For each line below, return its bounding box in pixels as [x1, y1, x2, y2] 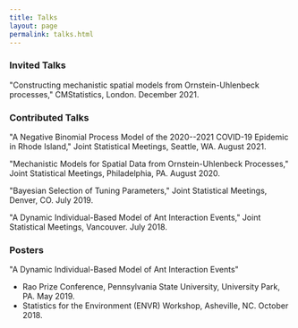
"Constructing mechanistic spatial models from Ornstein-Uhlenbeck [9, 80, 260, 90]
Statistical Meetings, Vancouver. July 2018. [9, 221, 168, 232]
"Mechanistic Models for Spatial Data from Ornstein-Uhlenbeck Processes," [9, 158, 289, 169]
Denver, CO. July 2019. [9, 194, 94, 206]
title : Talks [9, 13, 58, 22]
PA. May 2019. [21, 291, 75, 302]
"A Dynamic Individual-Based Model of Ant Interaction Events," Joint [9, 212, 261, 223]
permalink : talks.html [9, 29, 94, 38]
